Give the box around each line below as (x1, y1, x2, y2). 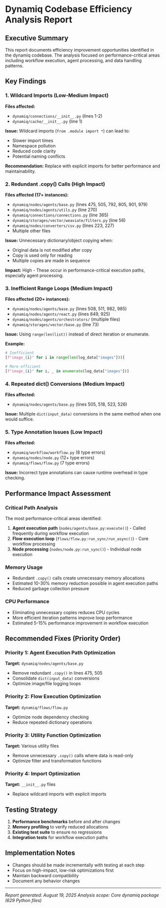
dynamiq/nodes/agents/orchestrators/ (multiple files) (12, 316, 121, 322)
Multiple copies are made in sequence (12, 257, 90, 264)
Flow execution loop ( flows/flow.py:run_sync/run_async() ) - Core (12, 536, 149, 542)
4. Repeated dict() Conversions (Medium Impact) (5, 380, 125, 387)
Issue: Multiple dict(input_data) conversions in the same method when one (5, 411, 161, 417)
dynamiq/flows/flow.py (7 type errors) (12, 460, 90, 466)
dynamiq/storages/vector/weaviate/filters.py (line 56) (12, 217, 126, 223)
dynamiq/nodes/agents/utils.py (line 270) (12, 207, 97, 212)
